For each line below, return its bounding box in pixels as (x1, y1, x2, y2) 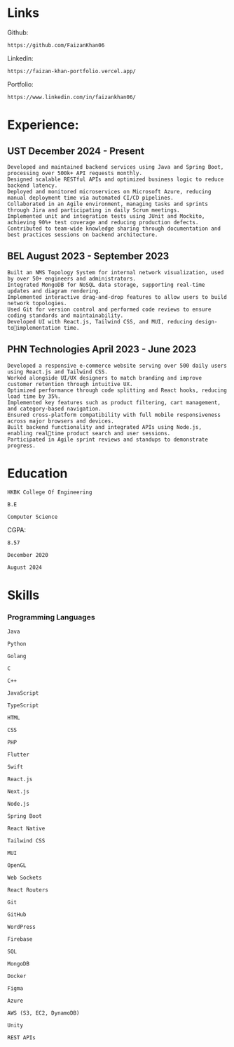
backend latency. (7, 181, 58, 189)
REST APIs (7, 1034, 36, 1041)
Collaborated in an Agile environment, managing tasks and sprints (7, 200, 209, 207)
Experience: (7, 117, 79, 133)
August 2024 (7, 564, 42, 571)
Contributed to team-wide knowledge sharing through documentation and (7, 225, 221, 232)
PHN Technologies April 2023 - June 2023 (7, 343, 197, 356)
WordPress (7, 923, 36, 930)
